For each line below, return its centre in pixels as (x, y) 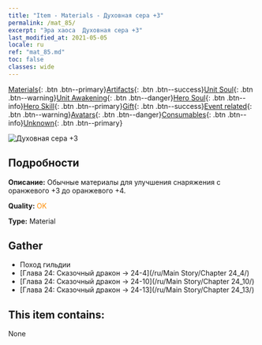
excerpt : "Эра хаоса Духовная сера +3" (76, 30)
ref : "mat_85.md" (37, 52)
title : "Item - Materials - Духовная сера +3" (86, 15)
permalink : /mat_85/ (42, 23)
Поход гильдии (45, 264)
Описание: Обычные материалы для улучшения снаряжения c (114, 182)
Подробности (44, 163)
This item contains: (56, 315)
